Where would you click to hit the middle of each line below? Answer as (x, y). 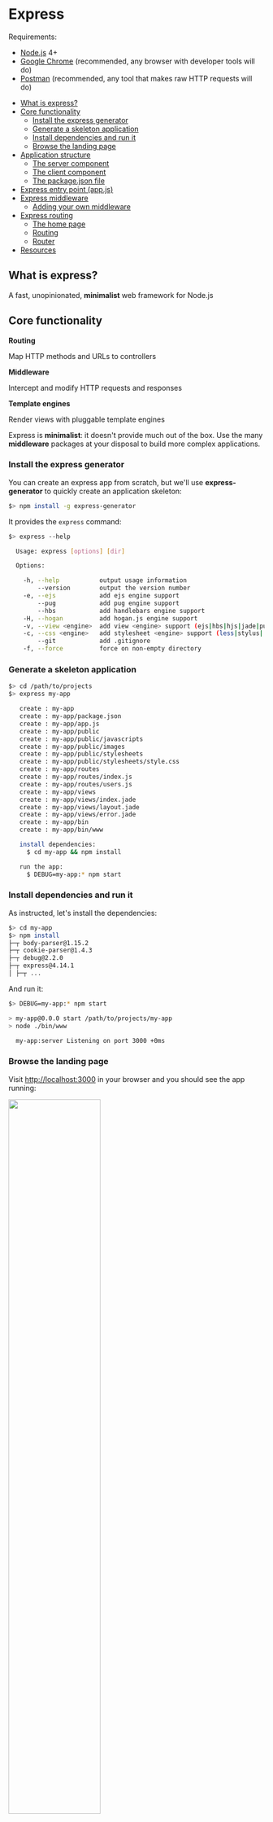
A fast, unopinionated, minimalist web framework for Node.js (111, 295)
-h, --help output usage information (105, 580)
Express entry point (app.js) (67, 189)
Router (43, 241)
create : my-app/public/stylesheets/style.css (100, 762)
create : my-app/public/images (72, 747)
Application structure (55, 155)
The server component (71, 163)
